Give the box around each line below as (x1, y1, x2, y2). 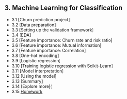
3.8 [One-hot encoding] (11, 53, 59, 58)
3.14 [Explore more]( (11, 83, 52, 89)
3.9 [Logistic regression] (11, 57, 61, 63)
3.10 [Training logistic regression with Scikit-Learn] (11, 63, 113, 69)
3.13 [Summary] (11, 78, 43, 84)
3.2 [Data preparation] (11, 22, 56, 28)
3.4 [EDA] (11, 32, 32, 38)
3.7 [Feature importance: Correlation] (11, 47, 86, 53)
